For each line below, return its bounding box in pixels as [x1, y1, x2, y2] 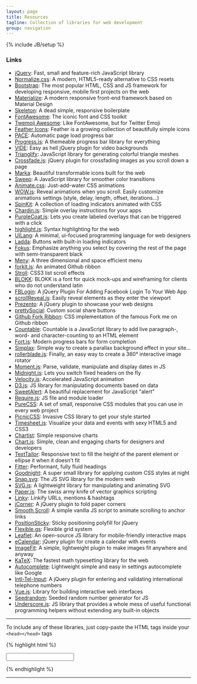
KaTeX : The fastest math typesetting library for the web [14, 556, 148, 563]
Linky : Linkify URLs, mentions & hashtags [14, 494, 115, 501]
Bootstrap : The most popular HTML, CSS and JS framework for [14, 82, 168, 89]
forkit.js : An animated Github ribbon [14, 263, 101, 270]
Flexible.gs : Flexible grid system [14, 525, 93, 532]
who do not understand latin [14, 282, 83, 289]
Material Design [14, 101, 53, 108]
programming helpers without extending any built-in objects [14, 606, 159, 613]
